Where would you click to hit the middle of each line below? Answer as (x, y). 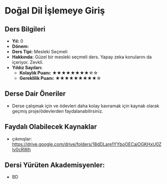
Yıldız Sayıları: (27, 68)
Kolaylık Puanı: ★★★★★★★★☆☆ (59, 73)
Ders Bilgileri (25, 29)
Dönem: (20, 46)
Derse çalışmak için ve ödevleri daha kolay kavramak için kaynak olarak (85, 106)
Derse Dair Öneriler (35, 94)
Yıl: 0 (17, 41)
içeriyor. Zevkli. (27, 62)
